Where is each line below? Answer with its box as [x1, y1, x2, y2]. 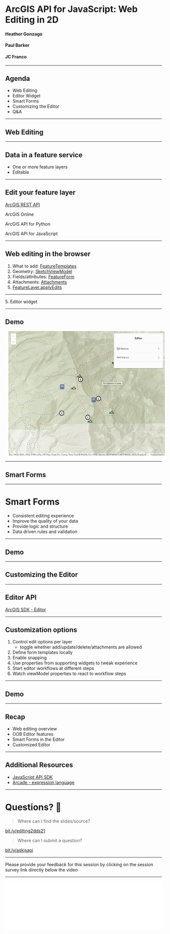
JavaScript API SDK [12, 774, 53, 780]
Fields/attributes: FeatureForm [12, 274, 75, 280]
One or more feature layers [12, 164, 68, 170]
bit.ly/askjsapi [5, 847, 33, 853]
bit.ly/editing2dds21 [5, 828, 46, 834]
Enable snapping [12, 655, 47, 661]
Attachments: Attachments [12, 279, 67, 285]
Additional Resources [5, 761, 73, 769]
